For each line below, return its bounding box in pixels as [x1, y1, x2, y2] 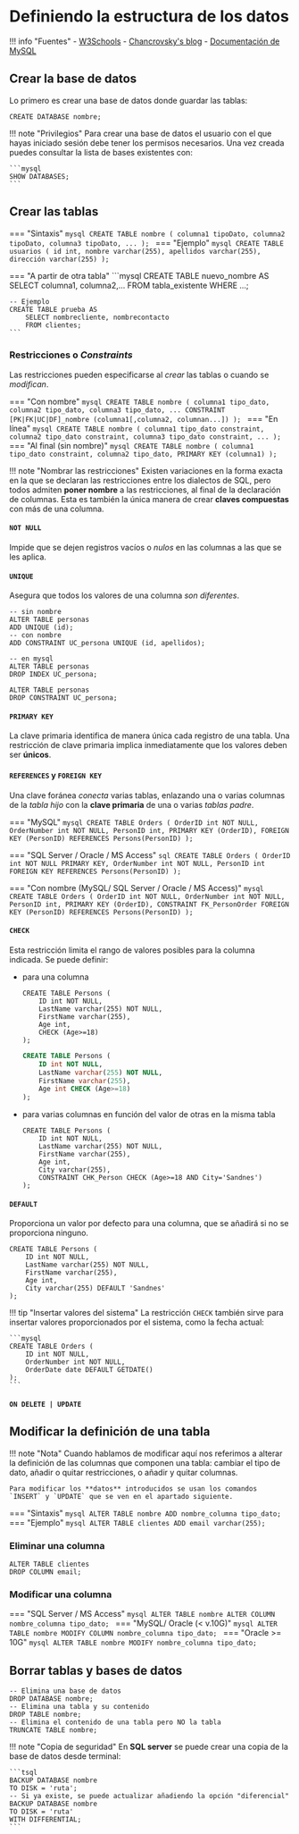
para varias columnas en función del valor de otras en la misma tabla [21, 1109, 276, 1120]
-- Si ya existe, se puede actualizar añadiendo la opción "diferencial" [9, 1792, 290, 1801]
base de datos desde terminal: [9, 1751, 121, 1762]
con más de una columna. [9, 503, 104, 514]
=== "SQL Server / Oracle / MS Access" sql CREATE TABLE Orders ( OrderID [9, 849, 291, 860]
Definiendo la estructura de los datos [9, 6, 290, 27]
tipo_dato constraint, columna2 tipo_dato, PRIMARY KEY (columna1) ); [9, 450, 278, 458]
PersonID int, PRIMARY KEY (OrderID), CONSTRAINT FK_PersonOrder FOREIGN [9, 900, 290, 909]
